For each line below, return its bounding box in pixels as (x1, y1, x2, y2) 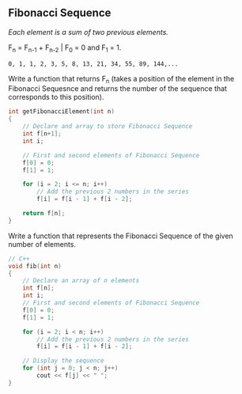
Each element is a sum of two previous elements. (8, 27, 168, 36)
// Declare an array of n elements (22, 277, 140, 285)
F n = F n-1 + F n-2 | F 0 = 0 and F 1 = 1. (8, 43, 122, 54)
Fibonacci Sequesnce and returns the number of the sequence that (8, 84, 228, 93)
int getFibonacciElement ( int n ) (8, 108, 115, 116)
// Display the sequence (22, 357, 104, 365)
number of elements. (8, 239, 77, 248)
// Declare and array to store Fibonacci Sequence (22, 123, 193, 131)
